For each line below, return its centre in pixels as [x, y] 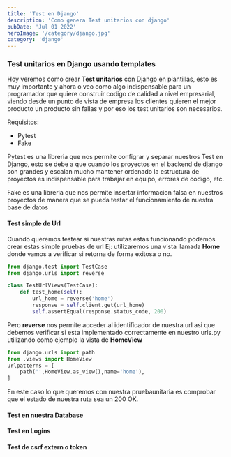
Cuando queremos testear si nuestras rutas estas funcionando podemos [111, 239]
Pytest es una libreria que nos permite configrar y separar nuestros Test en [115, 157]
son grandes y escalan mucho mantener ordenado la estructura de [103, 172]
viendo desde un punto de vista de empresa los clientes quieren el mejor [112, 101]
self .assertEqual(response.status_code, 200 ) [100, 311]
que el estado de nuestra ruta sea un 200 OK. [73, 399]
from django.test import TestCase [58, 267]
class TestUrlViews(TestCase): [53, 286]
